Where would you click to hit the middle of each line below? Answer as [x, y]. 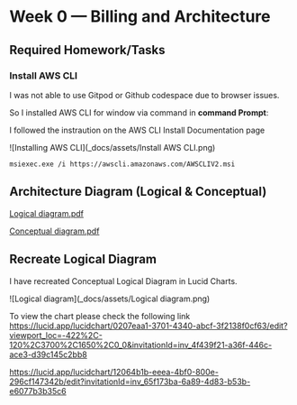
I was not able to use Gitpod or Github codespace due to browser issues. [144, 95]
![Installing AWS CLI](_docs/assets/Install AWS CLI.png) [112, 147]
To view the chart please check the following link [100, 316]
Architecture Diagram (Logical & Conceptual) [138, 192]
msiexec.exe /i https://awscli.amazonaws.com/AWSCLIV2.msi [122, 164]
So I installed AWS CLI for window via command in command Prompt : [139, 112]
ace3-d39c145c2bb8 [48, 354]
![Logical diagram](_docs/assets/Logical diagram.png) [110, 299]
